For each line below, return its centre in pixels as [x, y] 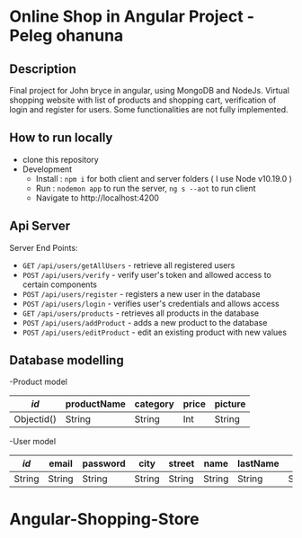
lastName [259, 463]
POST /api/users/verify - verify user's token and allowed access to [147, 274]
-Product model [38, 382]
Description [43, 69]
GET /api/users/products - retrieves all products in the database [140, 313]
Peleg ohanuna [67, 36]
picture [230, 404]
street [182, 463]
